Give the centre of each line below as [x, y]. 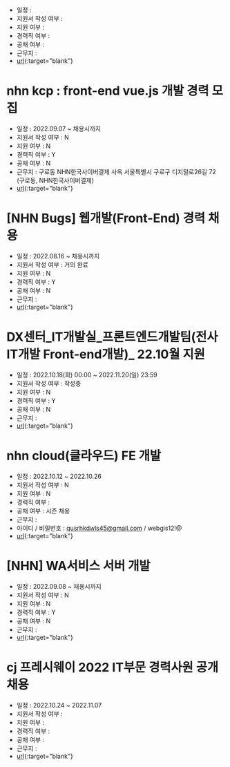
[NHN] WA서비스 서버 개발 [78, 566]
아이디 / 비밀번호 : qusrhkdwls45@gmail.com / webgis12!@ [99, 528]
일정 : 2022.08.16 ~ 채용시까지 [58, 256]
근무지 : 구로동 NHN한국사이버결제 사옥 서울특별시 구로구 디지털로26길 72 [116, 172]
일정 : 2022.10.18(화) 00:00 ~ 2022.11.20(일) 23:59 [87, 375]
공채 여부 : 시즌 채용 [43, 511]
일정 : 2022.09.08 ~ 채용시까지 [59, 586]
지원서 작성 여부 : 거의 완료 [52, 265]
